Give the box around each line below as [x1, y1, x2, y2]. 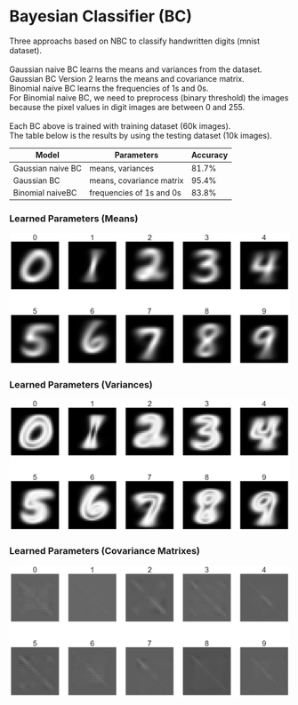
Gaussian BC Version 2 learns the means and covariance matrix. [9, 73, 245, 84]
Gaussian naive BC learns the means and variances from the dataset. [9, 64, 262, 75]
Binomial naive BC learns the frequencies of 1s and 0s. [9, 83, 209, 93]
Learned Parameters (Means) [9, 212, 139, 224]
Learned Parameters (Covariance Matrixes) [9, 544, 200, 557]
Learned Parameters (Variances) [9, 378, 153, 390]
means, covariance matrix [89, 175, 184, 186]
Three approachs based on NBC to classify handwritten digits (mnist [9, 36, 261, 46]
